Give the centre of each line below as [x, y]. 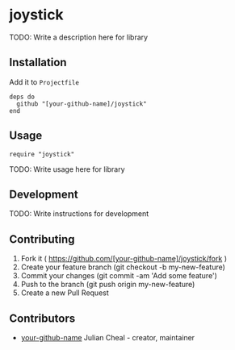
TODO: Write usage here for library [67, 169]
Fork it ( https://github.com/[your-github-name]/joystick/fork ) [124, 259]
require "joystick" [42, 154]
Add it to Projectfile [44, 81]
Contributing [42, 239]
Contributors [42, 318]
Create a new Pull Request [65, 293]
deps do [22, 97]
